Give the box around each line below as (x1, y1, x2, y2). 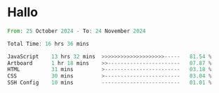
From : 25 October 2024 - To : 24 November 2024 (7, 27, 146, 35)
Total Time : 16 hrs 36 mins (7, 40, 90, 47)
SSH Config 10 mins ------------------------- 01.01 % (7, 79, 212, 87)
